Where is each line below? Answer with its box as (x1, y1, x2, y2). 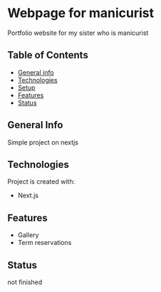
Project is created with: (7, 177, 76, 186)
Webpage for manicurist (7, 5, 155, 21)
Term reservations (17, 239, 72, 247)
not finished (7, 278, 43, 286)
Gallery (17, 231, 39, 239)
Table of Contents (7, 49, 89, 61)
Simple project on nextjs (7, 137, 78, 147)
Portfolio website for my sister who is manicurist (7, 28, 149, 37)
